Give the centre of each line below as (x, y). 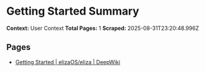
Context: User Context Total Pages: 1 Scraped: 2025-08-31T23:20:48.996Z (103, 28)
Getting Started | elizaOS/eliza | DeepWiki (68, 62)
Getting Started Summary (73, 11)
